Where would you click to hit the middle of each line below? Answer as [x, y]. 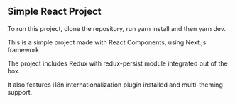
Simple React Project [54, 12]
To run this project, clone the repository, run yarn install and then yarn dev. [116, 28]
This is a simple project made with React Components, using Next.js [107, 42]
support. [20, 92]
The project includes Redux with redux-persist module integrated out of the [118, 63]
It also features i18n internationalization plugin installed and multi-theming [115, 85]
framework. [24, 49]
